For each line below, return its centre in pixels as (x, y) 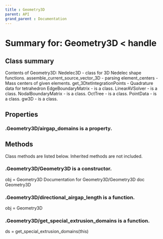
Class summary (29, 61)
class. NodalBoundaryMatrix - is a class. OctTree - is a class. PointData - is (81, 94)
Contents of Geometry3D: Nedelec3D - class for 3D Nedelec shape (73, 73)
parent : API (17, 14)
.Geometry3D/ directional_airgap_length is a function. (70, 197)
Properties (22, 114)
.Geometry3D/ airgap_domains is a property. (59, 128)
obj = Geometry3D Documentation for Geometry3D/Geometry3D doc (75, 179)
